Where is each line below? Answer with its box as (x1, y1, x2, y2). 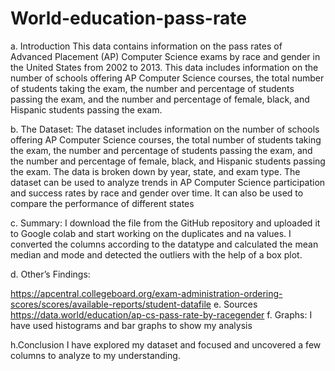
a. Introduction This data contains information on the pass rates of (10, 40, 283, 52)
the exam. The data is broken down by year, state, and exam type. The (10, 165, 301, 177)
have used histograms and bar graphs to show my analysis (10, 319, 253, 331)
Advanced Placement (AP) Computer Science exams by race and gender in (10, 50, 321, 62)
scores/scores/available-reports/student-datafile (10, 298, 212, 310)
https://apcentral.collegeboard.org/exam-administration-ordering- (10, 287, 283, 299)
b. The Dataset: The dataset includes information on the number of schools (10, 123, 320, 135)
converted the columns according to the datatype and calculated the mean (10, 238, 319, 250)
